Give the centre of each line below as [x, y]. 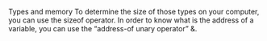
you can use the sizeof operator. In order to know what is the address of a [131, 20]
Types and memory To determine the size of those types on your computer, [134, 12]
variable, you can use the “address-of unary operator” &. [103, 29]
